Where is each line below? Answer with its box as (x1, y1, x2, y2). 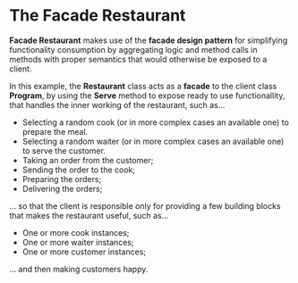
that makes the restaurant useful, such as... (9, 210, 169, 221)
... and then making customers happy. (9, 263, 149, 274)
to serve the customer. (21, 145, 106, 156)
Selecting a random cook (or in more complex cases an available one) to (21, 117, 289, 128)
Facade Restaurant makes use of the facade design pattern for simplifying (9, 35, 288, 46)
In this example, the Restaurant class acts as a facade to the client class (9, 80, 277, 91)
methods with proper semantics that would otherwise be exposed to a (9, 54, 268, 64)
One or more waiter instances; (21, 237, 134, 247)
